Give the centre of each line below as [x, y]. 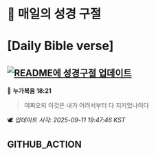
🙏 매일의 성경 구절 [54, 14]
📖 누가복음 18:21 [29, 91]
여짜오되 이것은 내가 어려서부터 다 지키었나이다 [86, 105]
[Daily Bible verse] [60, 46]
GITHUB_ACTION [45, 144]
